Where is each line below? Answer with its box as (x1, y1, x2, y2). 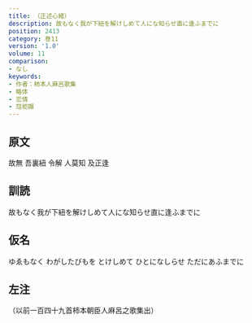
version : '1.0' (8, 42, 60, 50)
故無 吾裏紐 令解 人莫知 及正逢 (8, 158, 110, 168)
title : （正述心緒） (8, 11, 71, 20)
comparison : (8, 58, 49, 66)
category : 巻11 (8, 34, 59, 43)
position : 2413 (8, 27, 60, 35)
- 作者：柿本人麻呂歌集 (8, 80, 77, 88)
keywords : (8, 72, 42, 81)
